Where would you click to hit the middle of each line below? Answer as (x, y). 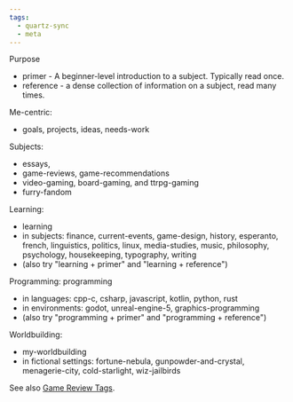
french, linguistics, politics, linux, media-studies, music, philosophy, (146, 246)
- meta (29, 34)
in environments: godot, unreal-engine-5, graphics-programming (141, 308)
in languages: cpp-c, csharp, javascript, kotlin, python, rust (130, 299)
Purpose (25, 59)
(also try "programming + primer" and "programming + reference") (144, 318)
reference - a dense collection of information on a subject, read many (149, 86)
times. (33, 95)
